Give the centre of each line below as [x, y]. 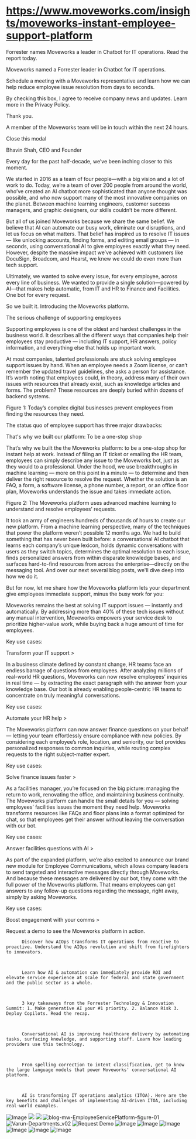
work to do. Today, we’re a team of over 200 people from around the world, [97, 185]
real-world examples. [32, 1106]
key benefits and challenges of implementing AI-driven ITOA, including [97, 1100]
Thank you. [20, 116]
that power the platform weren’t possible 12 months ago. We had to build [94, 533]
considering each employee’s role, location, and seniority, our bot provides [96, 741]
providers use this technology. [45, 1044]
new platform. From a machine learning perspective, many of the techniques [98, 526]
